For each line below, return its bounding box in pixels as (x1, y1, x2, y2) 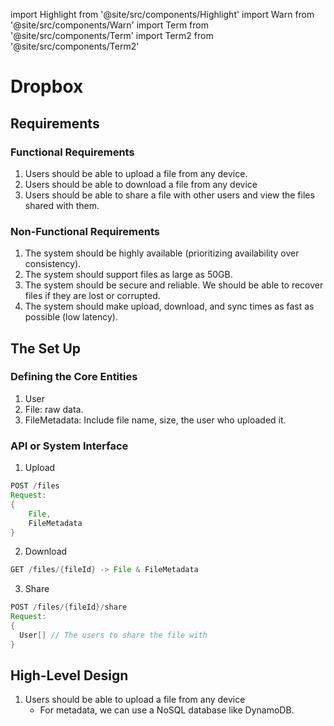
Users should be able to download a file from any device (24, 178, 258, 190)
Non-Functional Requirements (10, 224, 160, 238)
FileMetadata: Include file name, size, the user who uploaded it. (24, 414, 287, 426)
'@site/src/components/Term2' (10, 40, 140, 52)
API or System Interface (10, 439, 129, 453)
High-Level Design (10, 667, 129, 684)
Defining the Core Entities (10, 370, 138, 384)
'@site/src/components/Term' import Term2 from (10, 30, 214, 41)
